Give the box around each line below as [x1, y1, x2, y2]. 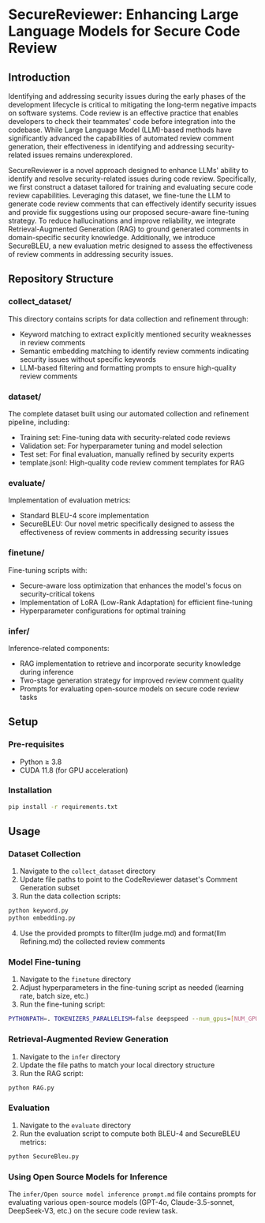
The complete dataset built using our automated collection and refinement [8, 408, 250, 418]
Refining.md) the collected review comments [19, 937, 166, 946]
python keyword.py [8, 907, 69, 915]
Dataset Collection [8, 849, 81, 860]
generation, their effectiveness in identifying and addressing [8, 142, 204, 151]
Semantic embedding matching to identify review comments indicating [19, 346, 249, 356]
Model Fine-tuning [8, 957, 81, 968]
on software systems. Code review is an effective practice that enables [8, 108, 239, 118]
